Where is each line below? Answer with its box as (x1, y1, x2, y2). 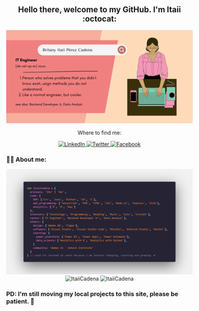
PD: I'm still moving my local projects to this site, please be (6, 290, 179, 298)
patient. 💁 (6, 297, 34, 305)
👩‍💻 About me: (6, 155, 47, 163)
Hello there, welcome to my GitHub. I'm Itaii (18, 5, 181, 15)
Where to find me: (78, 129, 121, 136)
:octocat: (82, 14, 117, 24)
